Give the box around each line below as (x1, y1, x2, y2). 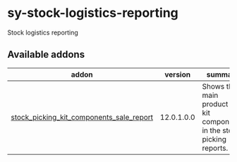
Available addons (7, 49, 85, 61)
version (164, 69, 191, 79)
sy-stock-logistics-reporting (7, 5, 178, 21)
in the (202, 125, 221, 135)
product (202, 99, 229, 108)
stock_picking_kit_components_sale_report (11, 112, 154, 122)
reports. (202, 143, 229, 153)
